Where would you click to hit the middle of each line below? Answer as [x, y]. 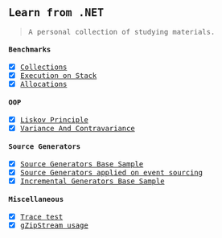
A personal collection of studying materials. [121, 32]
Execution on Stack [58, 75]
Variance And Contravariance [77, 128]
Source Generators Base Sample [82, 164]
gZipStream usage [54, 225]
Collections [43, 67]
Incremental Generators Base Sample [92, 181]
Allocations [43, 84]
